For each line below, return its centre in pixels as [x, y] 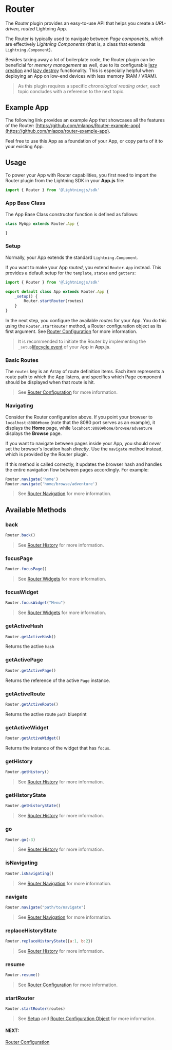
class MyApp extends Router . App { [42, 224]
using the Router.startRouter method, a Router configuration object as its [83, 326]
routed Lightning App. [44, 28]
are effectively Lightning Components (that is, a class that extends [75, 44]
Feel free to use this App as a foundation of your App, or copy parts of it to [84, 141]
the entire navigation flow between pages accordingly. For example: [77, 469]
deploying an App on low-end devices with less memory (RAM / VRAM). [81, 76]
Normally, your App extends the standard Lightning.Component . [72, 257]
